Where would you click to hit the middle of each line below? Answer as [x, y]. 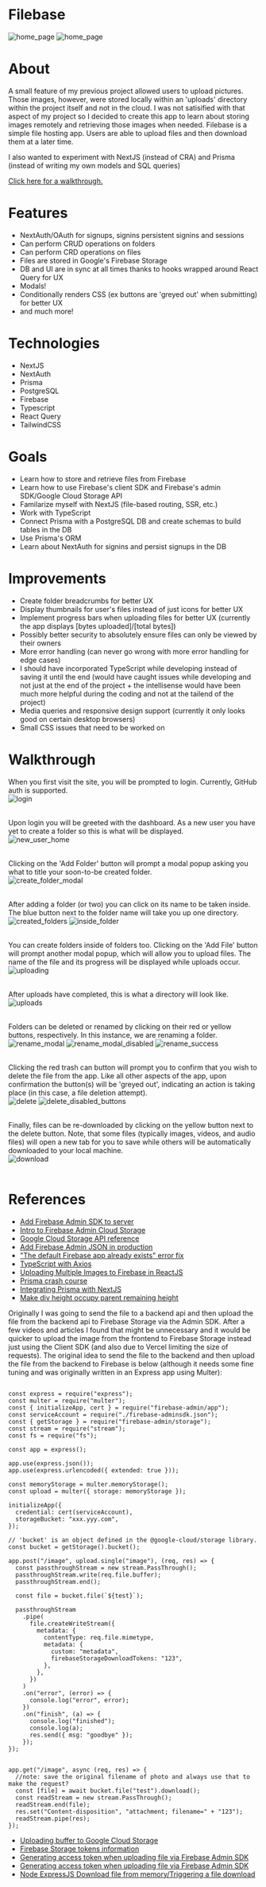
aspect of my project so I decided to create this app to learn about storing [129, 116]
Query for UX [41, 277]
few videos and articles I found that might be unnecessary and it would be [129, 1330]
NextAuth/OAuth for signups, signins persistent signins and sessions [132, 235]
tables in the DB [46, 529]
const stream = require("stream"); [67, 1429]
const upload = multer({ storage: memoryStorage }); [97, 1491]
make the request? [39, 1784]
